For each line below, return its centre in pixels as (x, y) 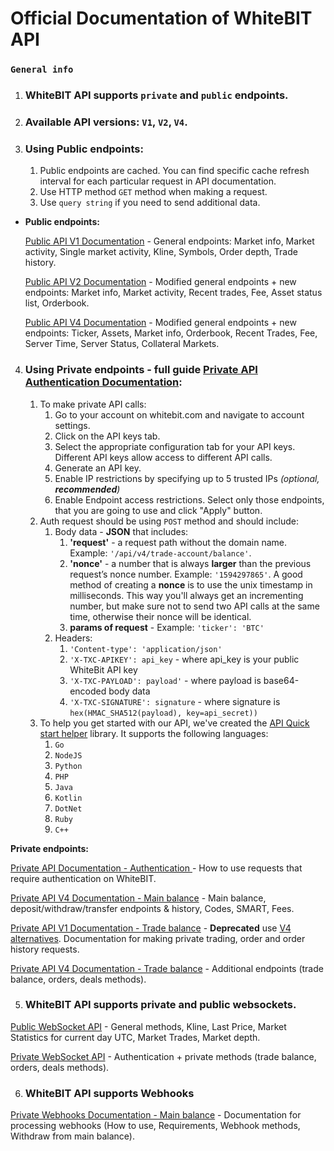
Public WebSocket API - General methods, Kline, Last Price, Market (148, 1026)
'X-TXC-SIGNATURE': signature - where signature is (175, 701)
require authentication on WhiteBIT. (83, 878)
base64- (281, 680)
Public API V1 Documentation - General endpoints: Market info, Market (169, 241)
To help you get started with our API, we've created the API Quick (174, 723)
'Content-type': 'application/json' (146, 649)
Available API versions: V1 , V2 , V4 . (106, 122)
